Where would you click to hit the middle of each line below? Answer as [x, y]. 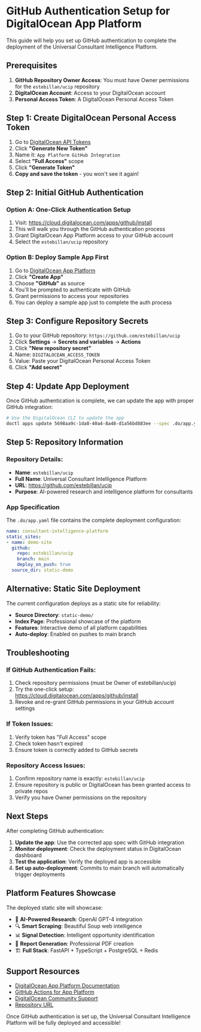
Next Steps [27, 816]
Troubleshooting [38, 653]
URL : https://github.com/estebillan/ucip [63, 485]
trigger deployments [40, 874]
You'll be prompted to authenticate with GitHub [73, 290]
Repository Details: [35, 459]
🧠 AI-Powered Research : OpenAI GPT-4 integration [78, 919]
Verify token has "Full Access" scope [60, 737]
